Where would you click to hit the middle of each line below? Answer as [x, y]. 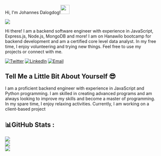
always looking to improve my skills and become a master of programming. [80, 98]
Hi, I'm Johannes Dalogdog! [33, 12]
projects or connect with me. [34, 52]
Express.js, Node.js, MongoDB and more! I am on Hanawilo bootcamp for [78, 36]
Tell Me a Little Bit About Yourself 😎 [60, 76]
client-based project [25, 109]
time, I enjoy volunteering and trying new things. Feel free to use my [73, 47]
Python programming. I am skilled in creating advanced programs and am [79, 93]
